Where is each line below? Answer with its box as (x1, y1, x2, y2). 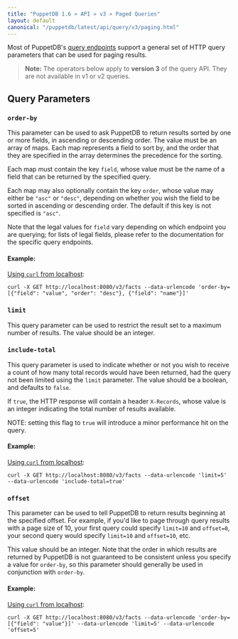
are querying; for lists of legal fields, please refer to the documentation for (7, 231, 225, 239)
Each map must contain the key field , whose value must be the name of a (7, 165, 225, 174)
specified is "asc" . (7, 209, 61, 218)
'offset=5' (7, 626, 40, 633)
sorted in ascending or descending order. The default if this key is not (7, 201, 212, 210)
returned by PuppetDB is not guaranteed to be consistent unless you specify (7, 553, 232, 561)
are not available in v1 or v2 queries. (24, 72, 131, 80)
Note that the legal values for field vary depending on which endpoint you (7, 223, 226, 231)
